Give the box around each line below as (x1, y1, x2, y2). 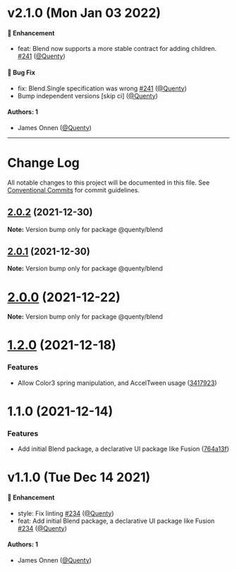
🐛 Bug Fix (7, 68, 35, 76)
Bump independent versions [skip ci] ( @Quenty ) (17, 91, 159, 100)
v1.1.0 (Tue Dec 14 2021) (7, 469, 151, 485)
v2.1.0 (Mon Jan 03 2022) (7, 5, 161, 21)
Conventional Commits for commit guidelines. (7, 185, 140, 194)
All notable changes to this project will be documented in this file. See (7, 178, 210, 187)
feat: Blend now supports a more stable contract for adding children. (17, 45, 217, 53)
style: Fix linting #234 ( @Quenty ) (17, 509, 114, 517)
